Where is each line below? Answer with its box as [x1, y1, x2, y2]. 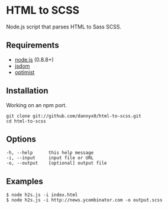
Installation [6, 86, 49, 96]
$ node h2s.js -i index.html [6, 192, 78, 198]
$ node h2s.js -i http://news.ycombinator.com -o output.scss [6, 197, 163, 203]
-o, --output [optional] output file [6, 160, 108, 166]
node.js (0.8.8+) [14, 56, 54, 63]
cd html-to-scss [6, 118, 46, 124]
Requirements [6, 40, 59, 50]
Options [6, 134, 37, 144]
